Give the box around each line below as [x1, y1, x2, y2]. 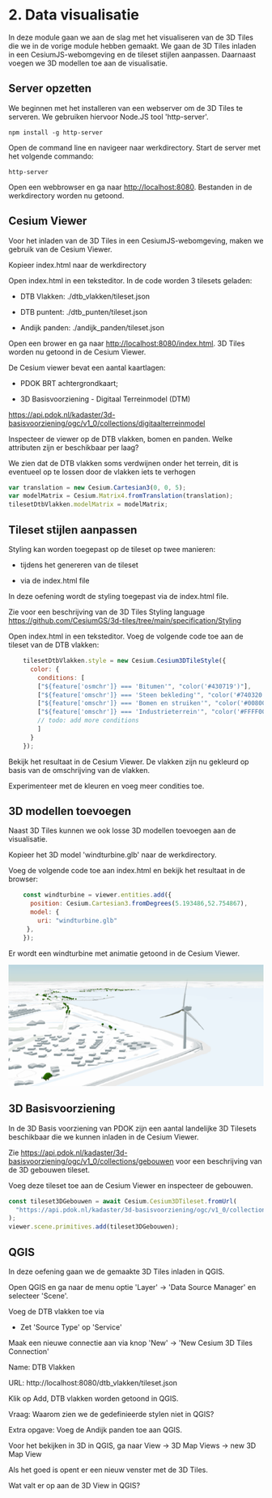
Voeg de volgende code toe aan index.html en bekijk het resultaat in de [8, 866, 245, 876]
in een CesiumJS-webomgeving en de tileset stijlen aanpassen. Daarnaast [8, 49, 257, 59]
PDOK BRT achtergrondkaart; [19, 378, 119, 388]
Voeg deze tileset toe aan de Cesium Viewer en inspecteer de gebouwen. [8, 1180, 253, 1190]
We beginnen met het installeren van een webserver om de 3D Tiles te [8, 103, 243, 112]
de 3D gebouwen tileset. [8, 1165, 91, 1174]
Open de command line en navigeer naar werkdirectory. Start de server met [8, 142, 261, 152]
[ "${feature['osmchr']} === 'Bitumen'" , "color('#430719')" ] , [37, 682, 252, 690]
